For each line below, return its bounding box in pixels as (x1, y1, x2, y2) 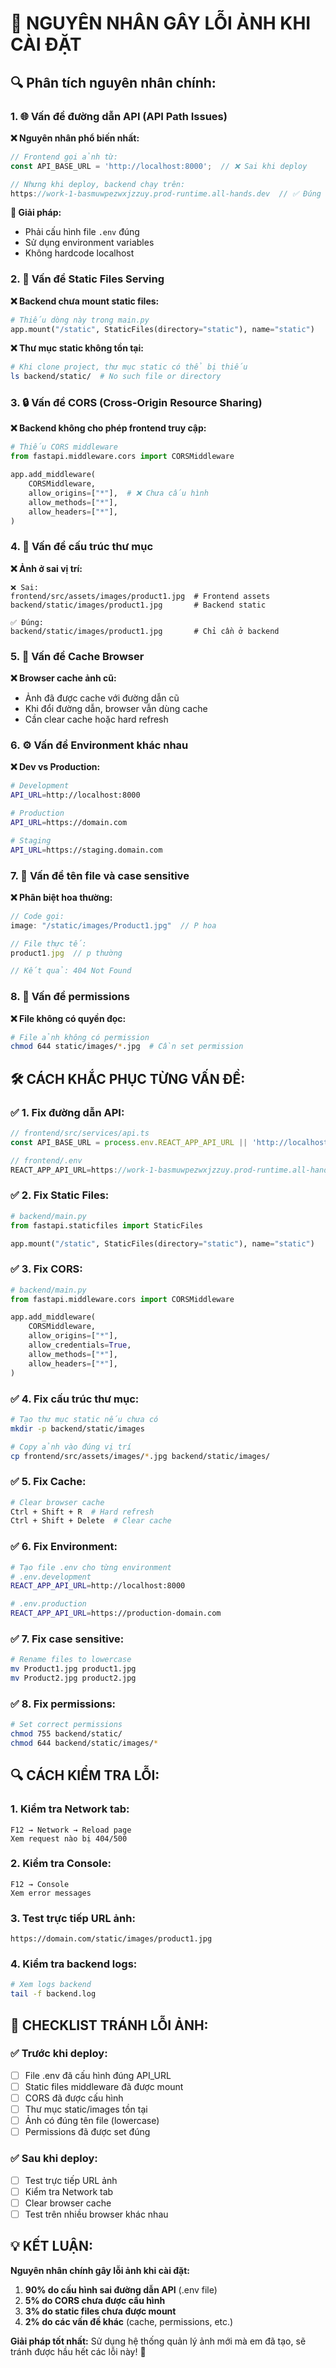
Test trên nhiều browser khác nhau (24, 2208, 169, 2220)
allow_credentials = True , (28, 1340, 132, 1351)
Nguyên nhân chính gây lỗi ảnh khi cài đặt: (10, 2264, 191, 2276)
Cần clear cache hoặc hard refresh (24, 713, 169, 726)
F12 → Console (10, 1879, 70, 1889)
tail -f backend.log (10, 1989, 97, 1999)
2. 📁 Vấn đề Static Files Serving (10, 272, 165, 286)
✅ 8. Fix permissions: (10, 1697, 117, 1711)
